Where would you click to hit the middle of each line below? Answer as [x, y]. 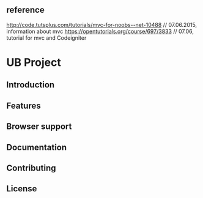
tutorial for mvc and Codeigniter [46, 38]
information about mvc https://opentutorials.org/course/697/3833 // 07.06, [100, 31]
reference [25, 10]
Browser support [39, 127]
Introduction [31, 85]
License [22, 189]
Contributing [31, 168]
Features [24, 105]
